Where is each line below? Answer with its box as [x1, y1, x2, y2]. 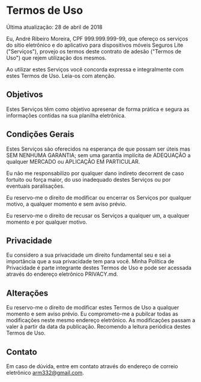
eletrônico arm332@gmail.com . [6, 369, 84, 376]
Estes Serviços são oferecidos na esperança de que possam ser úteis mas [6, 145, 191, 152]
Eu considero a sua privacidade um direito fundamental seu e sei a [6, 251, 171, 258]
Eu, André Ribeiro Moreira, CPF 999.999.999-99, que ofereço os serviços [6, 35, 188, 42]
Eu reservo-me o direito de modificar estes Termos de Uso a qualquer [6, 304, 179, 311]
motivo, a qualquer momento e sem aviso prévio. [6, 200, 127, 207]
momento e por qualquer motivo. [6, 218, 88, 225]
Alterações [6, 288, 49, 298]
